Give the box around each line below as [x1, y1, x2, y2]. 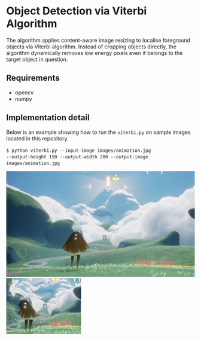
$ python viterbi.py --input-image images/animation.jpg [6, 148, 151, 154]
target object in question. [6, 56, 68, 63]
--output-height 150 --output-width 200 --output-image [6, 154, 148, 160]
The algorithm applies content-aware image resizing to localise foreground [6, 36, 190, 44]
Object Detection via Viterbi [6, 4, 147, 18]
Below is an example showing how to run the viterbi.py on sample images [6, 128, 191, 136]
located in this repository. [6, 134, 69, 142]
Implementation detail [6, 112, 90, 123]
